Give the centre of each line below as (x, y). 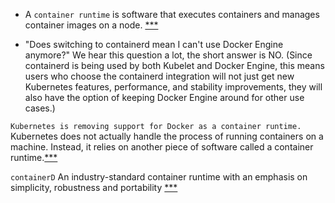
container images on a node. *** (91, 25)
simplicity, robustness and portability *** (94, 187)
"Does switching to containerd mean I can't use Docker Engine (154, 44)
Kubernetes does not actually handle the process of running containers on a (167, 136)
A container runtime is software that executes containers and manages (172, 14)
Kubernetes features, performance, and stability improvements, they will (173, 87)
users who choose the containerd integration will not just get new (159, 76)
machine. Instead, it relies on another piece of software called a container (162, 147)
